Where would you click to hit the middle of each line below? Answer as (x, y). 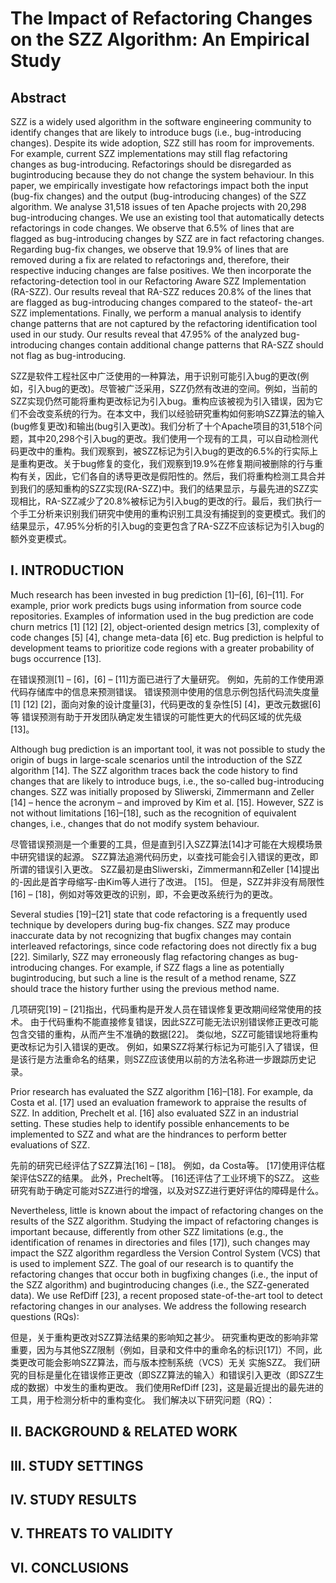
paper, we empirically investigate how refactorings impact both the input (159, 185)
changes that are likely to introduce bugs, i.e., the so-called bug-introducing (167, 781)
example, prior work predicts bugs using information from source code (156, 605)
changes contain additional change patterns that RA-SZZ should (191, 345)
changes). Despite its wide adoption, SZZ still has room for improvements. (162, 143)
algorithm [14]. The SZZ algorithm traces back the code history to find (154, 770)
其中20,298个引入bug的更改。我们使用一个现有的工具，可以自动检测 (168, 438)
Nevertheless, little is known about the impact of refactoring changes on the (167, 1210)
